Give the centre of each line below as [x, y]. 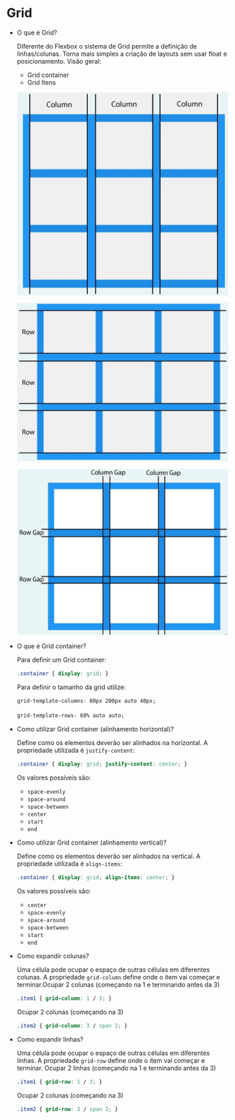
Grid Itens [42, 82]
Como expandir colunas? [53, 956]
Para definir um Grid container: [62, 660]
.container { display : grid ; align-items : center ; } [96, 878]
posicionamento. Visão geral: [59, 61]
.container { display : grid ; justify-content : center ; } [102, 764]
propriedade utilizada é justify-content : [76, 751]
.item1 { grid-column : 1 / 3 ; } [64, 999]
